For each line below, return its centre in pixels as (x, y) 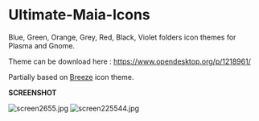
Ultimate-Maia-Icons (79, 15)
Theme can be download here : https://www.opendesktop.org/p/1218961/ (129, 61)
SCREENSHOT (33, 92)
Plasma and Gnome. (41, 45)
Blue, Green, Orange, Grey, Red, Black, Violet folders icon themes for (122, 37)
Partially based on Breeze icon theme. (71, 77)
